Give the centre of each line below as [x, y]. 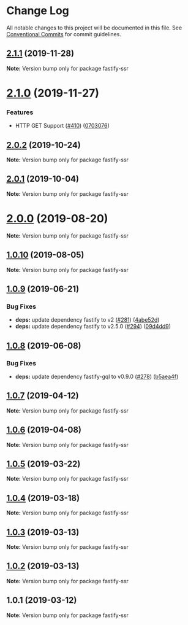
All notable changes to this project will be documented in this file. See [94, 28]
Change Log [38, 11]
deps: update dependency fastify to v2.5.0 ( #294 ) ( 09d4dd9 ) [93, 327]
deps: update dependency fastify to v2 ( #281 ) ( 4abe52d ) [87, 320]
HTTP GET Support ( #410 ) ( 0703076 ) [62, 126]
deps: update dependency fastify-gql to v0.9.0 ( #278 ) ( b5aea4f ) [97, 376]
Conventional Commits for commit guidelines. [64, 34]
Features [20, 112]
